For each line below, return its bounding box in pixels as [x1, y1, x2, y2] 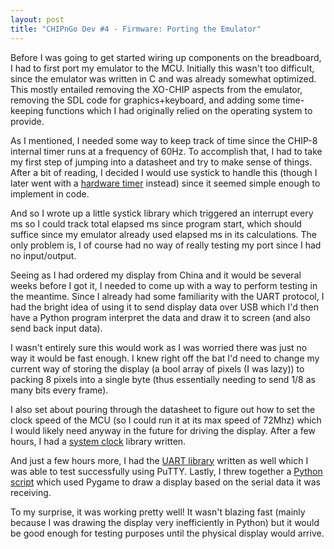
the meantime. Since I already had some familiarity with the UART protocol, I [10, 290, 325, 302]
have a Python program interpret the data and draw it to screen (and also [10, 311, 311, 323]
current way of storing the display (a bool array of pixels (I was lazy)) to [10, 362, 305, 375]
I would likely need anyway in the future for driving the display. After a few [10, 424, 316, 436]
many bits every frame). [10, 384, 109, 396]
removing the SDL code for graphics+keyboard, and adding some [10, 94, 281, 106]
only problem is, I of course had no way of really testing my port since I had [10, 239, 322, 251]
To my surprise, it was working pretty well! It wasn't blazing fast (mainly [10, 506, 306, 518]
